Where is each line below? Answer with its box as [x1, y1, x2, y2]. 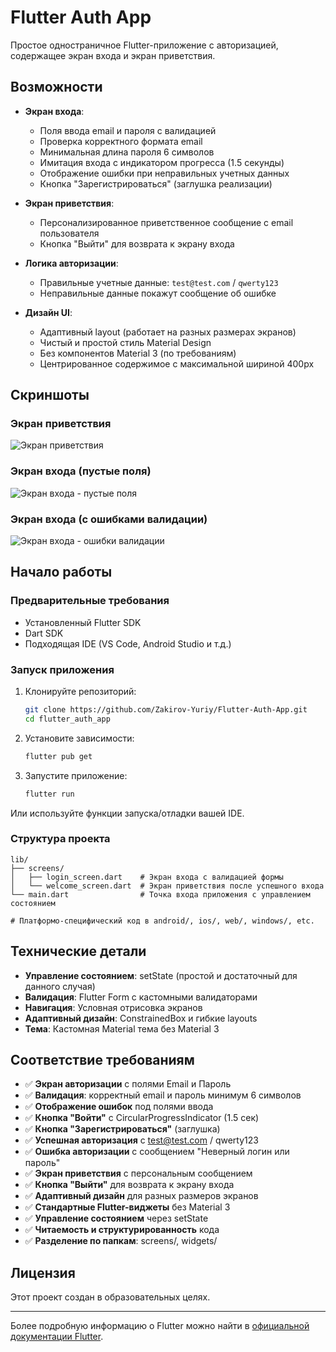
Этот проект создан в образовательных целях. [10, 1291, 211, 1303]
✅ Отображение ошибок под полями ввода [24, 1101, 214, 1113]
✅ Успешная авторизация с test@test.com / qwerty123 [24, 1134, 259, 1146]
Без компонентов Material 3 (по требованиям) [39, 347, 237, 359]
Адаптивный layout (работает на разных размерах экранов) [39, 326, 297, 338]
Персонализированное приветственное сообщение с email [39, 216, 294, 228]
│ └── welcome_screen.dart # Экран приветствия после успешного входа [10, 881, 325, 891]
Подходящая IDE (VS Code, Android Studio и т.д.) [24, 637, 232, 650]
